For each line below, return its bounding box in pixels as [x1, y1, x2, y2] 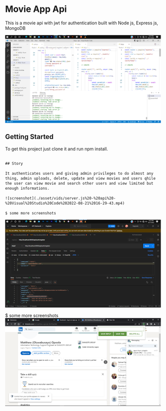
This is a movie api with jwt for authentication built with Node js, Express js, [5, 20, 159, 26]
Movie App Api [5, 3, 67, 15]
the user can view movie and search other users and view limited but [5, 181, 154, 186]
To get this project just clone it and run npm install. [5, 145, 108, 152]
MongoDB [5, 25, 26, 31]
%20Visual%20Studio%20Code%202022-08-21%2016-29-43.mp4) [5, 201, 125, 205]
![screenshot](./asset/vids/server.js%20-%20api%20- [5, 196, 116, 201]
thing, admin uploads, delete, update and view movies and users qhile [5, 176, 156, 181]
